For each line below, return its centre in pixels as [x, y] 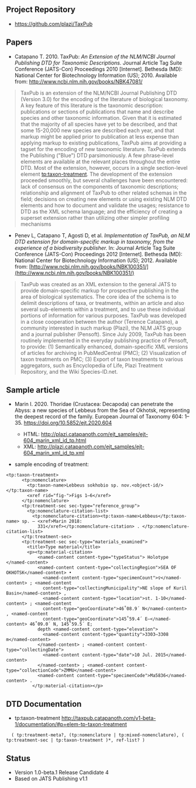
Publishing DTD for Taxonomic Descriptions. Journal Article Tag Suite [98, 63]
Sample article [33, 390]
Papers [19, 43]
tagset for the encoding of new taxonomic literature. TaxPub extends [103, 149]
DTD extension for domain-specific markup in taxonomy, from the [94, 242]
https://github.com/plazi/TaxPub [54, 24]
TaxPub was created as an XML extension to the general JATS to [98, 284]
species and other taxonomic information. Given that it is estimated [101, 118]
